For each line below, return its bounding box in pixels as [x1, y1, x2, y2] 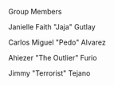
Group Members [8, 7, 62, 16]
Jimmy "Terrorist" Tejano [8, 68, 91, 78]
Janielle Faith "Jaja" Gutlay [8, 22, 96, 31]
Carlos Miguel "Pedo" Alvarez [8, 37, 106, 47]
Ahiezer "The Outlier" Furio [8, 53, 97, 62]
